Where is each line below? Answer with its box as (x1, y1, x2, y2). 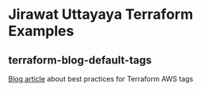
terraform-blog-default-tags (8, 53, 152, 67)
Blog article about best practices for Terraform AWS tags (8, 75, 194, 83)
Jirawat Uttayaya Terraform (8, 5, 194, 24)
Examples (8, 22, 74, 40)
